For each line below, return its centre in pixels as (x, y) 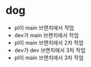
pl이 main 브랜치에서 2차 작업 (49, 42)
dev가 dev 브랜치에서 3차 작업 (50, 50)
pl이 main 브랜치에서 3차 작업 (49, 57)
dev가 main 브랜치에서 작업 (46, 35)
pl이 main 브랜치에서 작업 (44, 28)
